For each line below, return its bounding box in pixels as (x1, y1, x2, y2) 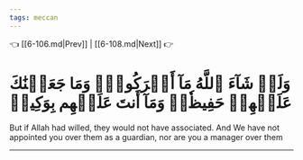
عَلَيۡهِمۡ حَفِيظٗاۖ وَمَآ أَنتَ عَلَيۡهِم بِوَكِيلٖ (9, 92, 292, 112)
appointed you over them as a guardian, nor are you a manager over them (9, 131, 283, 142)
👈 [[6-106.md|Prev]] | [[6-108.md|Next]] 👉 (9, 38, 174, 49)
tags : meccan (9, 13, 59, 22)
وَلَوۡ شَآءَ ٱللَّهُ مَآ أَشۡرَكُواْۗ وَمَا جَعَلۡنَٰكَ (9, 73, 291, 93)
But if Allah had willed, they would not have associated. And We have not (9, 122, 280, 133)
